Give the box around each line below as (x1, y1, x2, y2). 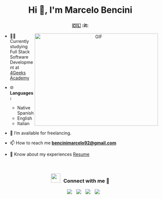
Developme (9, 59, 33, 66)
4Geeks (9, 70, 26, 76)
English (17, 115, 33, 121)
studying (9, 44, 28, 50)
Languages (9, 90, 33, 96)
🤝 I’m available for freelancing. (9, 130, 71, 136)
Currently (9, 38, 30, 44)
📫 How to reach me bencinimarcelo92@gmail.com (9, 140, 117, 146)
